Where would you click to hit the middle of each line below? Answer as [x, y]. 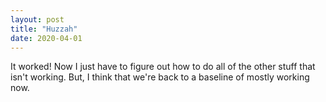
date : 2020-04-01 [46, 38]
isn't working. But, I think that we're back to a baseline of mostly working [160, 77]
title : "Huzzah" [44, 29]
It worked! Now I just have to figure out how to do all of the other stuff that [163, 67]
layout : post [37, 19]
